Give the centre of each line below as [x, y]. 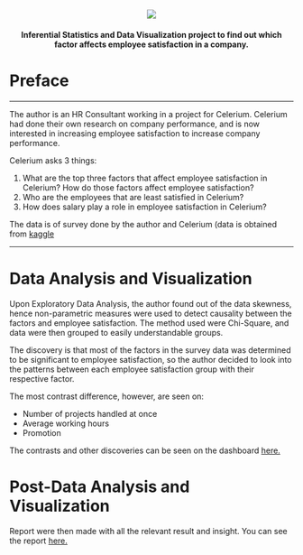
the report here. [38, 541]
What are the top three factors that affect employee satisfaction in [145, 178]
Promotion [41, 432]
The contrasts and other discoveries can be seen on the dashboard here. [145, 450]
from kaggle [32, 234]
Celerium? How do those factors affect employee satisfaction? [138, 187]
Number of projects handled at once [90, 413]
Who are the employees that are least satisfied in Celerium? [133, 197]
